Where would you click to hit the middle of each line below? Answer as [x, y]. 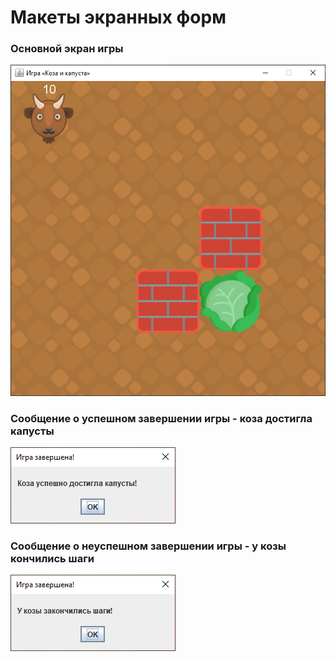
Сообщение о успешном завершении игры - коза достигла [161, 418]
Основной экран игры [67, 49]
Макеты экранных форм [118, 17]
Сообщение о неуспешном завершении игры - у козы [148, 546]
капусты [32, 431]
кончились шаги [52, 558]
